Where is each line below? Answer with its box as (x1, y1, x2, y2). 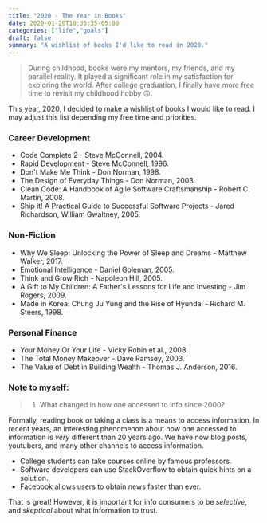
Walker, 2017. (19, 256, 64, 265)
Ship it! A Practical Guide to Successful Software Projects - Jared (19, 201, 235, 211)
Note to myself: (8, 382, 69, 393)
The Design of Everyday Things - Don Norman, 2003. (19, 176, 196, 186)
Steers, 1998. (19, 307, 64, 317)
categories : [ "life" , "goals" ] (8, 26, 109, 34)
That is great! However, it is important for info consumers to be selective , (8, 497, 248, 507)
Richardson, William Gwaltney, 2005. (19, 210, 141, 219)
